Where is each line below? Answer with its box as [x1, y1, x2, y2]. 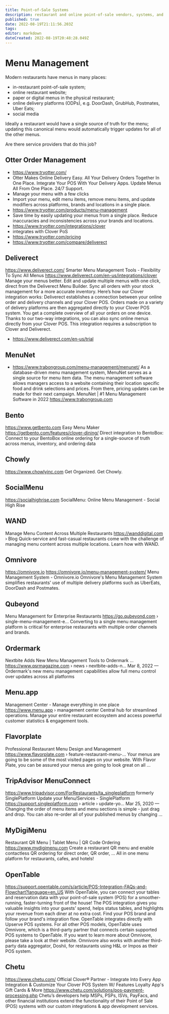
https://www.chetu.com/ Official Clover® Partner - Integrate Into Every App [5, 976, 161, 982]
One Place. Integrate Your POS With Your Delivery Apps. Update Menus [12, 180, 161, 186]
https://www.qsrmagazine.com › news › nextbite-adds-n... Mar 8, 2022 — [5, 663, 159, 669]
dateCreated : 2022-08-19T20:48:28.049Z [5, 36, 89, 41]
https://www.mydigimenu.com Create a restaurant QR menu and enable [5, 845, 154, 851]
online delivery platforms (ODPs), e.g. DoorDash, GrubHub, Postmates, [12, 100, 160, 106]
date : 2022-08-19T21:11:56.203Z [5, 21, 73, 27]
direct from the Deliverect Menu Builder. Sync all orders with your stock [5, 283, 154, 289]
